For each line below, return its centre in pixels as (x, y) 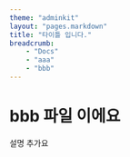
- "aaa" (40, 60)
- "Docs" (42, 52)
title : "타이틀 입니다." (51, 34)
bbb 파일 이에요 (65, 117)
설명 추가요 (29, 142)
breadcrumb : (32, 43)
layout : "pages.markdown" (58, 26)
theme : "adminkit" (44, 18)
